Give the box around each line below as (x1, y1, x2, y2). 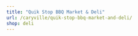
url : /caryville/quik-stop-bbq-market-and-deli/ (6, 15, 133, 21)
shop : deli (6, 20, 34, 26)
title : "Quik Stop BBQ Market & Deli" (6, 9, 105, 15)
